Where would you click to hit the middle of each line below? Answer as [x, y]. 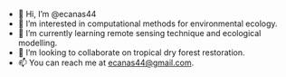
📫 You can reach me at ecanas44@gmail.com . [106, 63]
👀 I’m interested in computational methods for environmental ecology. [148, 24]
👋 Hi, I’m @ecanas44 [57, 14]
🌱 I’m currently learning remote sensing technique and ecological [139, 33]
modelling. [38, 43]
